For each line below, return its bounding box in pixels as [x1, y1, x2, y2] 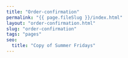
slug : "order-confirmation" [6, 25, 77, 32]
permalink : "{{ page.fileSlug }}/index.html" [6, 14, 123, 21]
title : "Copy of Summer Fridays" [11, 43, 96, 49]
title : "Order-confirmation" [6, 8, 80, 15]
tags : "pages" [6, 31, 42, 37]
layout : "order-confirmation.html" [6, 20, 96, 26]
